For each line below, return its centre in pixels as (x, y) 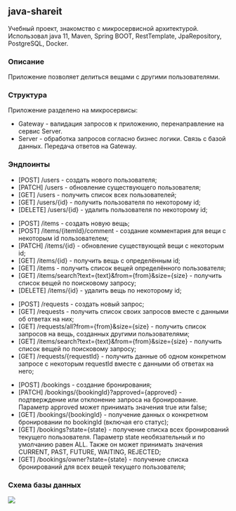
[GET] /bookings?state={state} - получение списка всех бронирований (123, 429)
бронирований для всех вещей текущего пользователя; (102, 467)
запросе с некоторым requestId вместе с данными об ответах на (116, 364)
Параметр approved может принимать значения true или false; (112, 407)
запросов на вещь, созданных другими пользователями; (104, 333)
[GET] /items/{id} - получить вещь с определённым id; (99, 260)
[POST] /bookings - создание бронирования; (85, 385)
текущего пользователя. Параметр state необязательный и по (112, 437)
